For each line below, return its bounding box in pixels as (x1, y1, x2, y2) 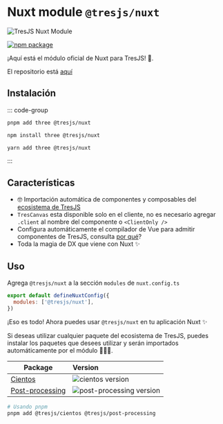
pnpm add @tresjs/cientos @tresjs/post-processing (7, 409, 156, 416)
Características (7, 177, 75, 188)
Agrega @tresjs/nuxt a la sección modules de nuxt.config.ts (7, 279, 180, 287)
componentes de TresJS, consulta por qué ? (17, 233, 142, 241)
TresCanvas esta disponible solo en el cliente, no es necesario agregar (17, 211, 216, 219)
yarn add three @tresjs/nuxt (7, 144, 91, 151)
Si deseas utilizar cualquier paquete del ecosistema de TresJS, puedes (7, 331, 209, 339)
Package (23, 362, 53, 372)
